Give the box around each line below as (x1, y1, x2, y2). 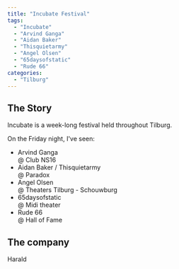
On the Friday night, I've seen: (7, 135, 96, 143)
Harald (7, 255, 27, 263)
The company (7, 236, 69, 248)
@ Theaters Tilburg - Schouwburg (17, 186, 118, 194)
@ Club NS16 (17, 156, 57, 165)
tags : (7, 17, 23, 24)
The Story (7, 102, 52, 114)
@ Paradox (17, 171, 50, 179)
